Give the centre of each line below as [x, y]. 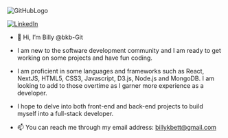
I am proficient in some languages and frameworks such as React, [111, 71]
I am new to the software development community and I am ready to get [119, 50]
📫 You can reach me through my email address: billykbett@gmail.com [117, 127]
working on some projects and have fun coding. [85, 58]
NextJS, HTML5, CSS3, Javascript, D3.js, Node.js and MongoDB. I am [116, 78]
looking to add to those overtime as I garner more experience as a [110, 85]
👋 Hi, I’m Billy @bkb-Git [50, 37]
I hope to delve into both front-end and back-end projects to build [110, 106]
